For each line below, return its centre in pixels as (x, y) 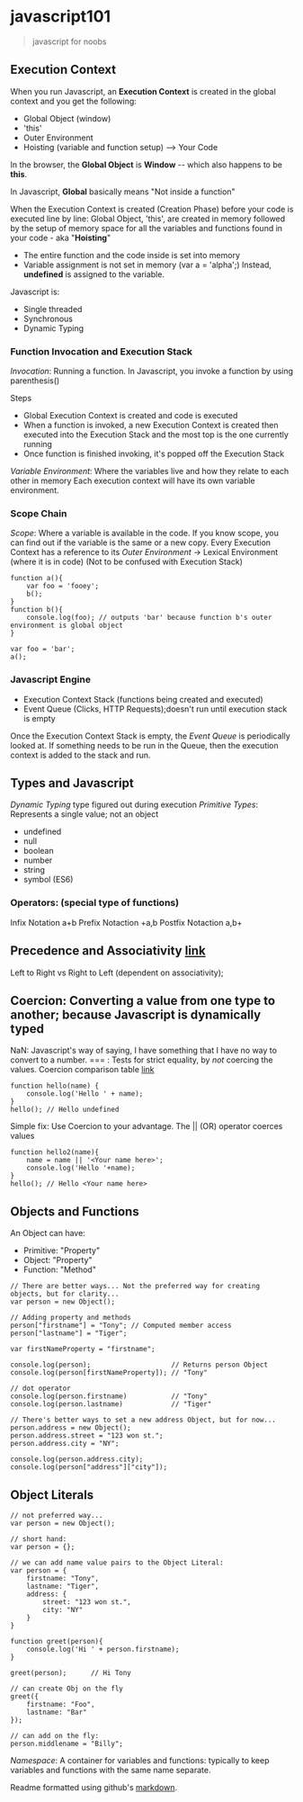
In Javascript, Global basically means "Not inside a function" (123, 192)
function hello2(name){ (55, 1152)
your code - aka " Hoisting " (61, 238)
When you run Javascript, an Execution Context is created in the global (143, 91)
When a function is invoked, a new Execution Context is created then (151, 426)
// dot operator (40, 1389)
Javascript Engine (50, 679)
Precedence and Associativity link (108, 951)
